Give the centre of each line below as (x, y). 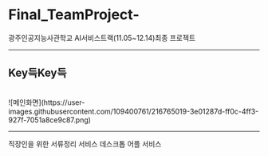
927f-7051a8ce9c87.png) (50, 120)
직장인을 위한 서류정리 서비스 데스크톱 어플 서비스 (85, 144)
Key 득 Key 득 (37, 73)
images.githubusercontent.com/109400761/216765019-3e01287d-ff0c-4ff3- (134, 111)
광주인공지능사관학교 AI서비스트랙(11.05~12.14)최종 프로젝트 (102, 38)
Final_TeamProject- (74, 15)
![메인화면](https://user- (47, 102)
